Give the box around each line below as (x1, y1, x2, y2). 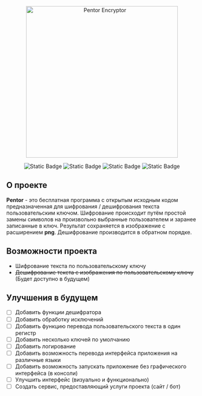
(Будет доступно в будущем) (15, 275, 90, 282)
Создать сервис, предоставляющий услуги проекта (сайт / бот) (15, 383, 181, 390)
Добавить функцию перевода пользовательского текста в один (15, 322, 181, 330)
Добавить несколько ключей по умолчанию (15, 335, 130, 343)
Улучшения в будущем (6, 293, 98, 303)
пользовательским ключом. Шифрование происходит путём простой (6, 209, 186, 216)
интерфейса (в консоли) (15, 369, 78, 377)
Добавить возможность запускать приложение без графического (15, 363, 187, 370)
